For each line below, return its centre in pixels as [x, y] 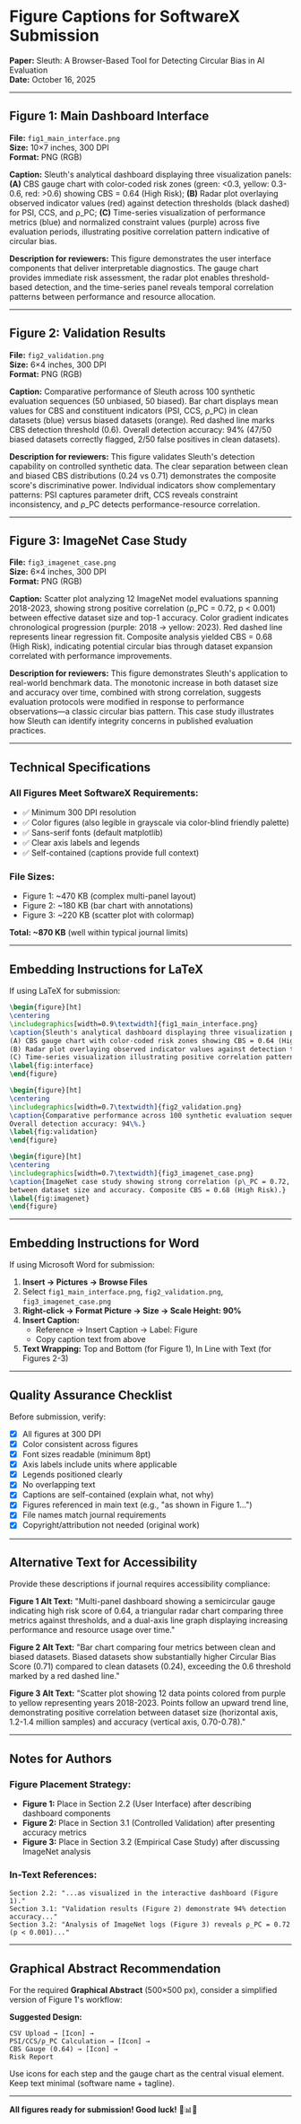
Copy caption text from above [90, 1339]
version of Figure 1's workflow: [66, 2000]
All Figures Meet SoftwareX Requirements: [104, 793]
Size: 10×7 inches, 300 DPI [59, 147]
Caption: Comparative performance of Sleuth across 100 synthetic [132, 391]
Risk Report [31, 2058]
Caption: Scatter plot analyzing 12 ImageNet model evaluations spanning [144, 599]
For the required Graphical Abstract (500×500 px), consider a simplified [143, 1990]
